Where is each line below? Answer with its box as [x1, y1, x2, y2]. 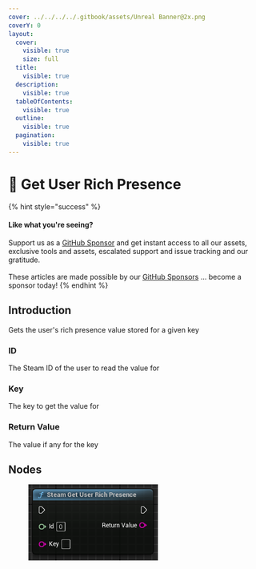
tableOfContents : [15, 97, 74, 106]
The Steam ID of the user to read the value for [8, 363, 160, 373]
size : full [22, 55, 59, 63]
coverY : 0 [8, 21, 42, 30]
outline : [15, 115, 45, 123]
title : [15, 64, 38, 72]
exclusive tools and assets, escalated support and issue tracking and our [8, 246, 249, 256]
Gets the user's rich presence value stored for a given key [8, 325, 200, 334]
